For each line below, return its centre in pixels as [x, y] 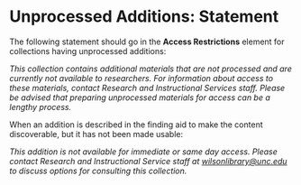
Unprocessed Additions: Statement [144, 17]
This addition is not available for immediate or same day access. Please [143, 152]
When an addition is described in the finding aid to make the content [136, 125]
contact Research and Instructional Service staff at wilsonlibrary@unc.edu [148, 161]
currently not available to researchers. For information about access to [141, 78]
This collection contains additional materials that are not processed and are [151, 69]
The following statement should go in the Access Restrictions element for [147, 42]
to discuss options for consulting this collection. [98, 171]
